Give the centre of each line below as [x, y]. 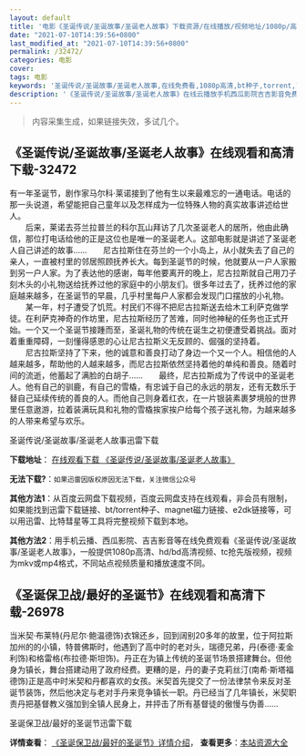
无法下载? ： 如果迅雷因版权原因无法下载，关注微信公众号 [103, 479]
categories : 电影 [41, 60]
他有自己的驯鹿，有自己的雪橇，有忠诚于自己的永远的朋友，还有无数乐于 [161, 387]
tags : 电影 [29, 77]
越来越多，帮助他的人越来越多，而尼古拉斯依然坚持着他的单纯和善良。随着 [149, 364]
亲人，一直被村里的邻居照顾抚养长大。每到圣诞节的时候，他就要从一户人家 [149, 261]
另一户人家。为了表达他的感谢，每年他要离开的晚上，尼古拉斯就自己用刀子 [157, 273]
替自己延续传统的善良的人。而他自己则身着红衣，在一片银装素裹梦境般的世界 [153, 398]
